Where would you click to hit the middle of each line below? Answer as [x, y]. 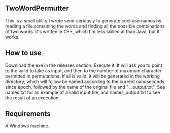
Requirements [28, 114]
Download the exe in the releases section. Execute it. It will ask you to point [84, 65]
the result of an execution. [32, 98]
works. [12, 37]
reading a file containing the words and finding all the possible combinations [85, 26]
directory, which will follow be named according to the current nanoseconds [85, 82]
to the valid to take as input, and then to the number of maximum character [83, 70]
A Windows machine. [27, 126]
